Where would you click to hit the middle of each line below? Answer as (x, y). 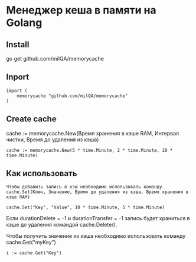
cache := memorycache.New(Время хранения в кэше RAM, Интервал (93, 133)
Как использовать (42, 173)
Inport (18, 77)
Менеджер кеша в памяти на (81, 10)
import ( (17, 91)
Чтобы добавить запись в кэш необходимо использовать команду (84, 187)
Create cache (32, 119)
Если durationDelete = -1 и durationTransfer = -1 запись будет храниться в (98, 218)
